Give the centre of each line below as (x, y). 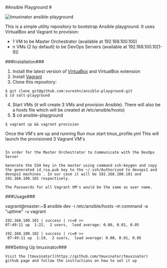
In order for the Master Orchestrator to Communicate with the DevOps (80, 152)
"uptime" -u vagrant (26, 211)
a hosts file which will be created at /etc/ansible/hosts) (69, 110)
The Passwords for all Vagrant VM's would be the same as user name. (79, 187)
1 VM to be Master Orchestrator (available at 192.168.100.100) (75, 41)
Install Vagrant (27, 76)
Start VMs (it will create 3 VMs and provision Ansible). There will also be (86, 105)
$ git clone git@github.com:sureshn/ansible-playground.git (69, 91)
